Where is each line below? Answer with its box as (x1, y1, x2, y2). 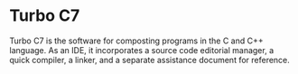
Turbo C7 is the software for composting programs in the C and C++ (9, 35, 264, 46)
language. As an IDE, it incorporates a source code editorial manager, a (9, 44, 275, 55)
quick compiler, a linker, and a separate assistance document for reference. (9, 54, 291, 65)
